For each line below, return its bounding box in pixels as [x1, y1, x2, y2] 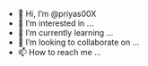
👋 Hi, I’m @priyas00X [17, 9, 97, 19]
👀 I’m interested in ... [17, 18, 94, 29]
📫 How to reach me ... [17, 47, 101, 57]
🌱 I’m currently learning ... [17, 28, 114, 37]
